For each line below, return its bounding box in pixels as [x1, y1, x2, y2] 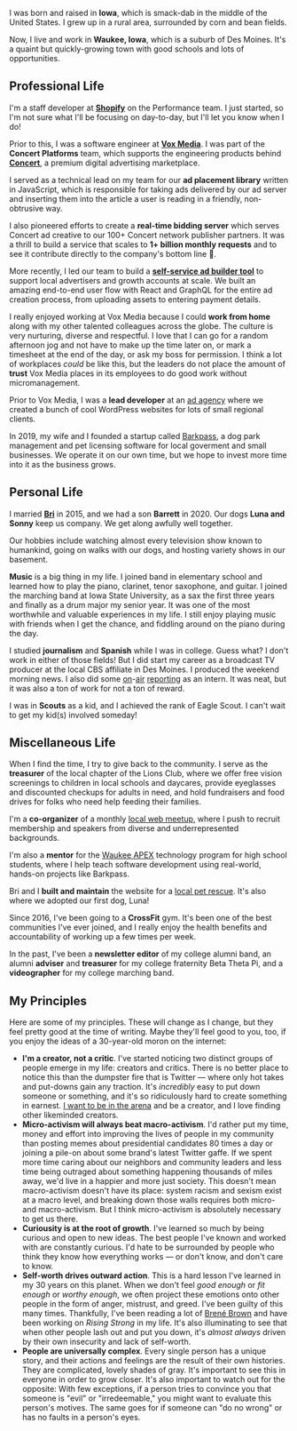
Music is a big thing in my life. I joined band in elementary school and [9, 571, 263, 581]
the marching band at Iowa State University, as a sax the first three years [9, 590, 275, 601]
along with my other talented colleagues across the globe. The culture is [9, 320, 273, 332]
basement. [9, 554, 49, 564]
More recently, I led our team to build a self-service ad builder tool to [9, 266, 264, 276]
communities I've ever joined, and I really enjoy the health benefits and [9, 922, 268, 932]
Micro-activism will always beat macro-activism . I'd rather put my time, [21, 1119, 289, 1130]
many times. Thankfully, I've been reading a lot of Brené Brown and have [21, 1308, 288, 1319]
